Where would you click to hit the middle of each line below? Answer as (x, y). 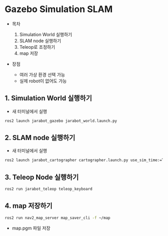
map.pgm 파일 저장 (31, 228)
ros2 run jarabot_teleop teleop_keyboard (49, 189)
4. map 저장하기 (29, 206)
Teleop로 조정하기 (37, 47)
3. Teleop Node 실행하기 (42, 177)
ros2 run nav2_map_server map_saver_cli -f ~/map (58, 218)
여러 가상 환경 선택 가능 (42, 74)
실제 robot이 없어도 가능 (43, 81)
